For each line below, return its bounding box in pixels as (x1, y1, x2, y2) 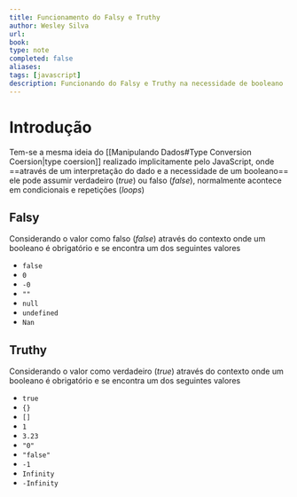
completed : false (9, 54, 74, 63)
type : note (9, 46, 50, 55)
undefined (21, 309, 59, 318)
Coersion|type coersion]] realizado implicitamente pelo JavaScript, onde (9, 156, 275, 167)
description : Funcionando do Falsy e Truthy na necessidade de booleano (9, 79, 284, 88)
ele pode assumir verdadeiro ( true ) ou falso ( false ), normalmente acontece (9, 175, 282, 185)
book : (9, 37, 29, 47)
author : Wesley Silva (9, 21, 90, 30)
